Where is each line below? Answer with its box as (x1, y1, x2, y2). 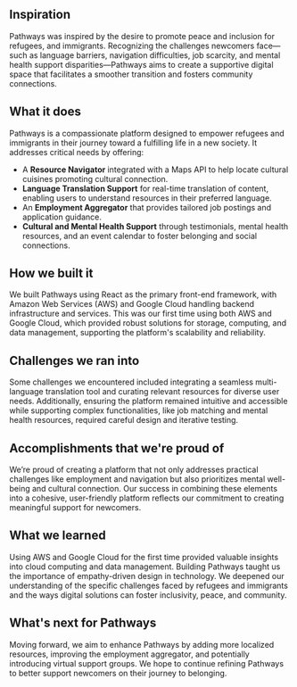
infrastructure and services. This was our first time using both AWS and (9, 308, 272, 319)
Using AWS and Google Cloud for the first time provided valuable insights (9, 551, 279, 562)
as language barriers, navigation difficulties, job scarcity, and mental (29, 49, 281, 61)
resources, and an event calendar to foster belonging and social (21, 230, 258, 241)
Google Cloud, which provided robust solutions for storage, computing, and (9, 318, 287, 328)
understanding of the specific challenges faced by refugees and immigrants (9, 580, 288, 591)
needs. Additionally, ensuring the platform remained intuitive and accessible (9, 396, 288, 407)
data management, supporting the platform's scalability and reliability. (9, 327, 266, 338)
